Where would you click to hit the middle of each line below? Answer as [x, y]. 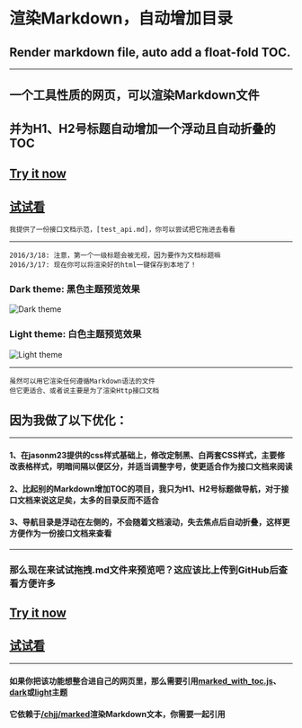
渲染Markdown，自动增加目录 [121, 18]
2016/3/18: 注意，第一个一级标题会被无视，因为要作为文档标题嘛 [115, 255]
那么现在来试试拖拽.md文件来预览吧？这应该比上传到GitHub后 [144, 570]
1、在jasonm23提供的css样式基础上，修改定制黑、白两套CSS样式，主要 [143, 455]
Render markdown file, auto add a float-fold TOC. [150, 52]
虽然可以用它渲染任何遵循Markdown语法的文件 [82, 381]
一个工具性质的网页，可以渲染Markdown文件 [135, 95]
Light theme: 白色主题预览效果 [75, 334]
